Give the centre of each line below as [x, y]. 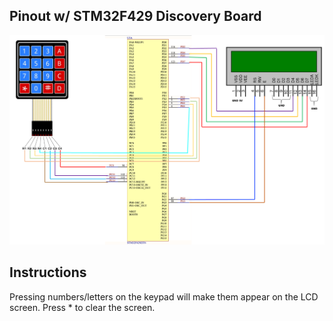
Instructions [48, 272]
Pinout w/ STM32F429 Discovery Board [135, 16]
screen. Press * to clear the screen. [82, 307]
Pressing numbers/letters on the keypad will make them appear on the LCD [164, 296]
